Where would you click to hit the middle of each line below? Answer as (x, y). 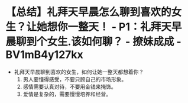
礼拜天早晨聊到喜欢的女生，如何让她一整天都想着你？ (79, 72)
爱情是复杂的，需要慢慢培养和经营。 (67, 94)
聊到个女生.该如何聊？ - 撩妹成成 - (99, 42)
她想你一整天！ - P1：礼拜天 (104, 27)
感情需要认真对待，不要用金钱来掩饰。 (69, 86)
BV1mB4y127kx (44, 55)
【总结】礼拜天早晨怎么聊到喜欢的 (89, 12)
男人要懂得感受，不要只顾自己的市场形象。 (75, 79)
